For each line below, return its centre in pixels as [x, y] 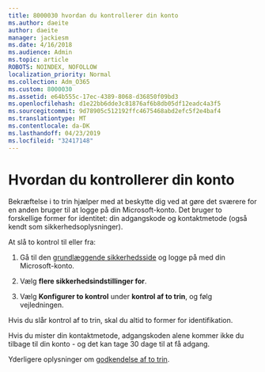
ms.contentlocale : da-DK [49, 126]
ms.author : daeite [38, 23]
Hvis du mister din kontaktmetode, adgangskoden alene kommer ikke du [126, 336]
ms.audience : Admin [40, 52]
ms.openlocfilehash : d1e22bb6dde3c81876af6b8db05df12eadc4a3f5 [115, 104]
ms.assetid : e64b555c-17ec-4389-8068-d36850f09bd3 [93, 97]
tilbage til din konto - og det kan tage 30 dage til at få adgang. [109, 344]
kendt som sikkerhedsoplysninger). [66, 227]
